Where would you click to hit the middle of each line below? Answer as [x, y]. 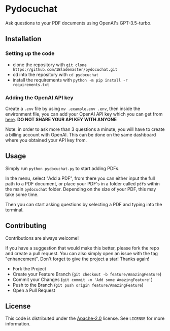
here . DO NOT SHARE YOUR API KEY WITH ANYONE [61, 119]
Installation [23, 39]
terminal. [14, 210]
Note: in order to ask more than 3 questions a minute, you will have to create [85, 129]
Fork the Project [29, 268]
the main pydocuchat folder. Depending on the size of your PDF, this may [81, 189]
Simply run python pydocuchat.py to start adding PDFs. [62, 168]
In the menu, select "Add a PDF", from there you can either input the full [80, 178]
